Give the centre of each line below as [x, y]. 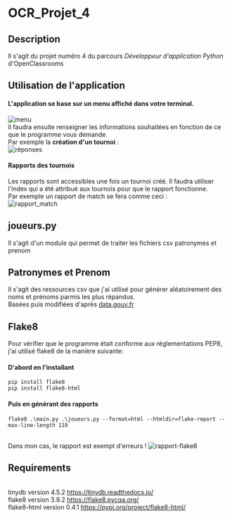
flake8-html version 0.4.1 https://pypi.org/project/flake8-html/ [97, 507]
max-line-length [32, 425]
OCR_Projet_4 [49, 13]
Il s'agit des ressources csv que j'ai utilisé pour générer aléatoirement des [115, 289]
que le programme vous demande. [58, 134]
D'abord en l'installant [41, 367]
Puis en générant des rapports [53, 404]
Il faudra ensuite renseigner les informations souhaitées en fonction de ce [115, 127]
